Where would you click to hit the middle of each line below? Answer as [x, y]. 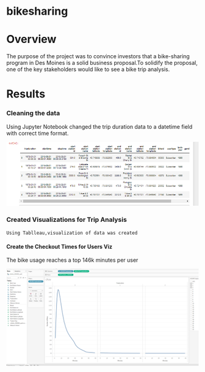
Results [26, 94]
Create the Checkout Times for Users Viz [59, 246]
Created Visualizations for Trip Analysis [67, 219]
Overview [31, 40]
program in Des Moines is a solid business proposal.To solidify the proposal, [102, 63]
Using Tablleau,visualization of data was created [72, 233]
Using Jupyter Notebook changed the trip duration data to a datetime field [99, 126]
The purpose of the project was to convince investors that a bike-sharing [98, 56]
